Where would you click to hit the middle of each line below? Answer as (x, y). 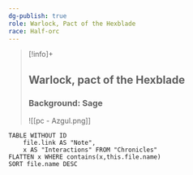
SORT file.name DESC (43, 164)
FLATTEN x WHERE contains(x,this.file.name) (85, 157)
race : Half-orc (34, 31)
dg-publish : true (38, 16)
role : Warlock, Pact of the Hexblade (72, 24)
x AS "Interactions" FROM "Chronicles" (90, 150)
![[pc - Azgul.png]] (60, 121)
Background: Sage (65, 103)
